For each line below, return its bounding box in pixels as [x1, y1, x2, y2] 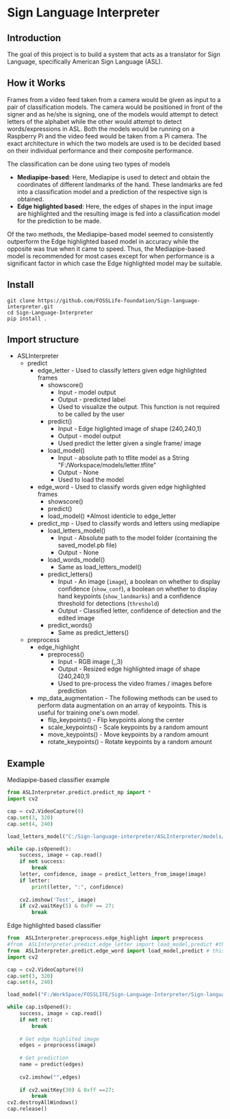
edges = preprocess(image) [19, 1042, 97, 1049]
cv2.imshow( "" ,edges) [19, 1074, 81, 1081]
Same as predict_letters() [57, 628, 129, 637]
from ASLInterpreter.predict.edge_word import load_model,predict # [7, 947, 210, 954]
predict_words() [47, 622, 92, 630]
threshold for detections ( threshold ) [57, 600, 159, 608]
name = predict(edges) [19, 1061, 84, 1068]
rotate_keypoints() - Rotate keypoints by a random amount [47, 738, 212, 746]
